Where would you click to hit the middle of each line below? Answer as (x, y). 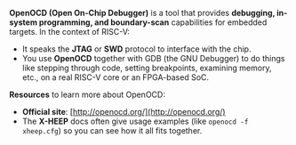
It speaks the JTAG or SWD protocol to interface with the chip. (136, 49)
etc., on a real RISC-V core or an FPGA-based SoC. (116, 77)
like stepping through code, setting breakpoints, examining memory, (147, 68)
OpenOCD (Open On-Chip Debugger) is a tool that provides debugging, (142, 13)
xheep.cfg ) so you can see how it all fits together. (112, 131)
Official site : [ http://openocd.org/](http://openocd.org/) (124, 112)
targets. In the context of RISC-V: (70, 32)
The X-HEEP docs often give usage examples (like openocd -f (135, 121)
